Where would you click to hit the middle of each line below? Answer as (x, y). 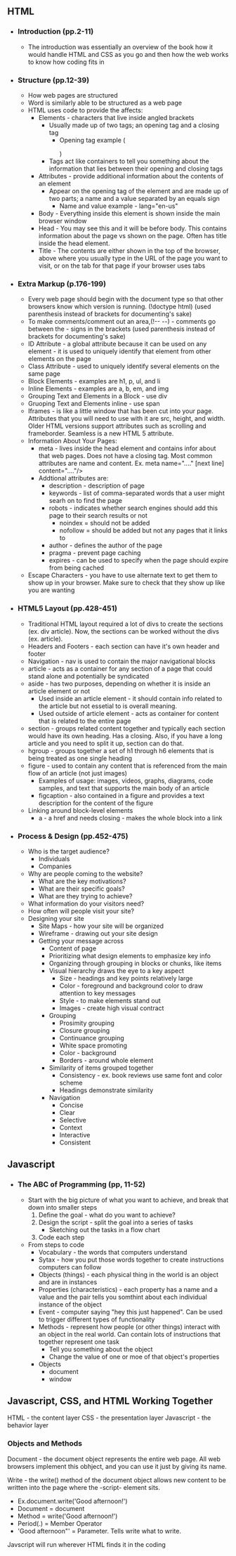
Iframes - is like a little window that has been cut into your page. (121, 411)
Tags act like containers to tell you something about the (129, 161)
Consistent (75, 1142)
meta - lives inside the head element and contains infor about (127, 448)
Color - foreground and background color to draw (131, 986)
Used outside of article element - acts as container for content (129, 713)
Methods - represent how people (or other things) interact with (129, 1326)
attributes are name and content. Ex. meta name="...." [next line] (131, 464)
